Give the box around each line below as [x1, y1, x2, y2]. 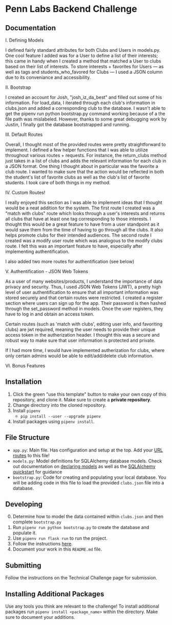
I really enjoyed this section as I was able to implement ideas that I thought [5, 200, 163, 205]
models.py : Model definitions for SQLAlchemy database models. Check [12, 458, 162, 464]
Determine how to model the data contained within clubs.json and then [12, 514, 164, 520]
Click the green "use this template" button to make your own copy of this [12, 391, 166, 397]
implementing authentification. [5, 248, 70, 255]
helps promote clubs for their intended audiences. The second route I [5, 232, 152, 238]
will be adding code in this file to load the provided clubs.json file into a [12, 479, 164, 485]
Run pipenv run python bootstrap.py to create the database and [12, 524, 149, 531]
